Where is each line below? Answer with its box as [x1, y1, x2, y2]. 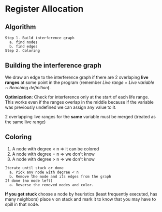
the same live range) [5, 119, 46, 125]
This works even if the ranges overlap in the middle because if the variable [5, 99, 154, 105]
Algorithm [5, 23, 36, 31]
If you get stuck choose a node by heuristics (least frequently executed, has [5, 191, 158, 197]
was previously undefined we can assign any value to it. [5, 104, 117, 110]
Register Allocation [5, 3, 84, 15]
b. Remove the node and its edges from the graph [9, 174, 111, 179]
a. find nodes [9, 40, 38, 45]
